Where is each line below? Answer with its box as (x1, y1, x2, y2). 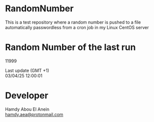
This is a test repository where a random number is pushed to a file (5, 19, 141, 25)
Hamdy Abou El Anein (5, 106, 50, 112)
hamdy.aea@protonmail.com (5, 111, 63, 117)
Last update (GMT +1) (5, 67, 49, 73)
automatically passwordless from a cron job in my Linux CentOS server (5, 24, 149, 30)
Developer (5, 90, 48, 101)
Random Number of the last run (5, 42, 136, 53)
